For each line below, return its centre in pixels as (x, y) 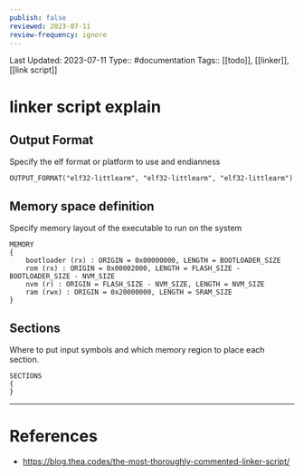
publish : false (38, 18)
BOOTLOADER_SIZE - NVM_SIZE (62, 277)
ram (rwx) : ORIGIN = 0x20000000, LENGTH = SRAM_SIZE (129, 292)
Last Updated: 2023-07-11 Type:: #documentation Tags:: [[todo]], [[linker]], (149, 61)
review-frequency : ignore (58, 34)
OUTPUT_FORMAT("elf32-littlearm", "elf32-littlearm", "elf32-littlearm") (152, 179)
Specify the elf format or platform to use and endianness (115, 162)
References (53, 437)
